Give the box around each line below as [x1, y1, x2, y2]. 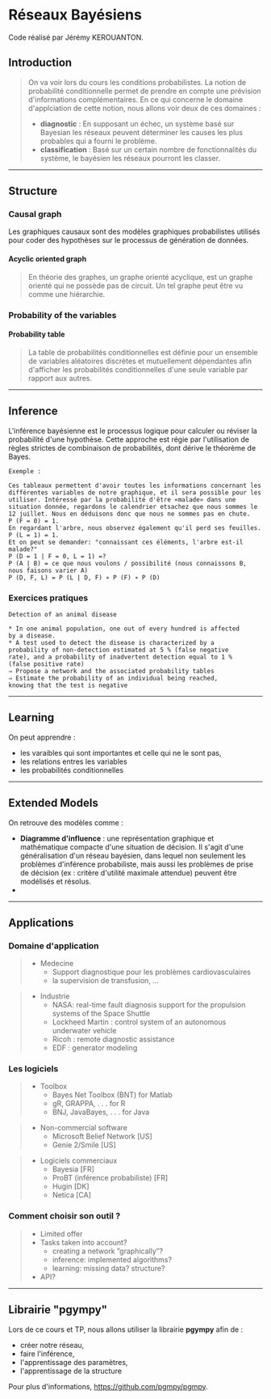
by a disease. [8, 631, 56, 640]
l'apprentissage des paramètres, [19, 1357, 128, 1367]
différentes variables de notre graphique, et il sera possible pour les [8, 488, 262, 497]
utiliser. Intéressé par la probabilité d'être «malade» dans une [8, 495, 236, 503]
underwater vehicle [52, 1026, 117, 1036]
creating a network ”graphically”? [52, 1246, 164, 1256]
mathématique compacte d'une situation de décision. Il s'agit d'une [19, 842, 244, 851]
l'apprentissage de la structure [19, 1366, 123, 1376]
